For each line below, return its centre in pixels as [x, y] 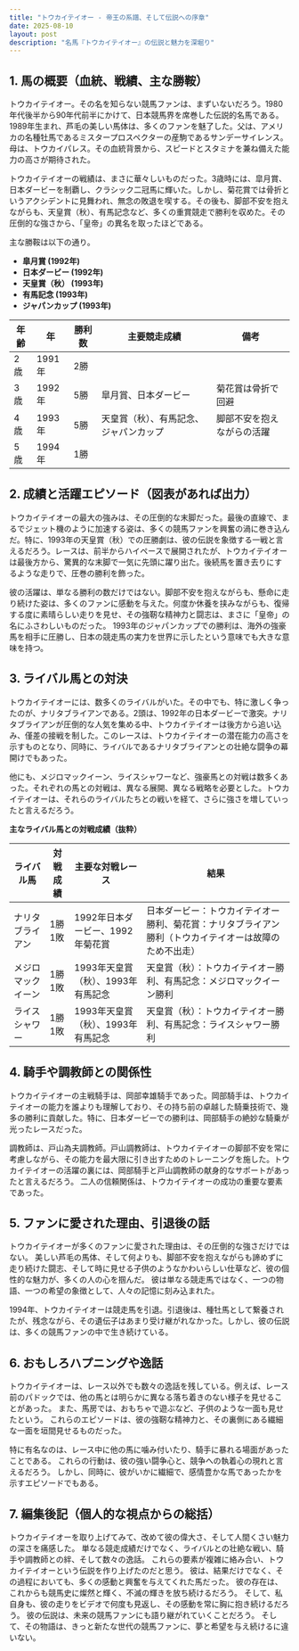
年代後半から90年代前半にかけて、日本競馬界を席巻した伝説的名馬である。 [146, 115]
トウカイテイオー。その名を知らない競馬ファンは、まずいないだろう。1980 [146, 104]
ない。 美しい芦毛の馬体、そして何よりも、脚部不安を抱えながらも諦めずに [146, 1258]
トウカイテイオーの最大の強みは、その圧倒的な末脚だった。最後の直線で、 [145, 517]
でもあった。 [48, 757]
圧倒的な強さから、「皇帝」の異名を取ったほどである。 [109, 223]
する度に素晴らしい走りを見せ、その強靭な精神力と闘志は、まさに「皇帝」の [149, 614]
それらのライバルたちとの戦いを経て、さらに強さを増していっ [176, 798]
